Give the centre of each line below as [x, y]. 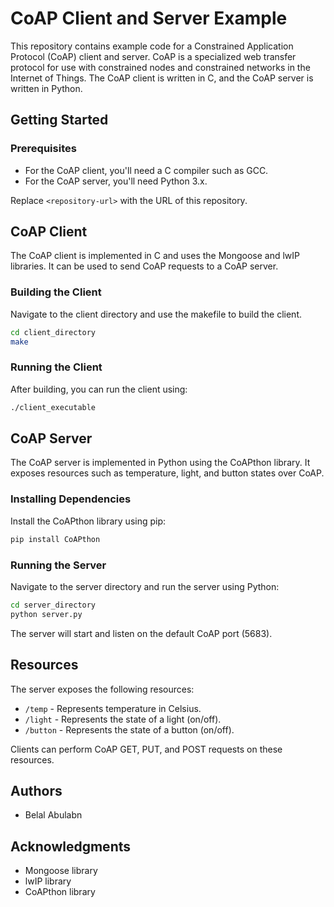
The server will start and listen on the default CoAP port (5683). [141, 633]
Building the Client [56, 292]
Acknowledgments [71, 846]
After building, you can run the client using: [99, 389]
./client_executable [53, 407]
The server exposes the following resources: [102, 689]
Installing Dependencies [71, 499]
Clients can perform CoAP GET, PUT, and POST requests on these [146, 749]
